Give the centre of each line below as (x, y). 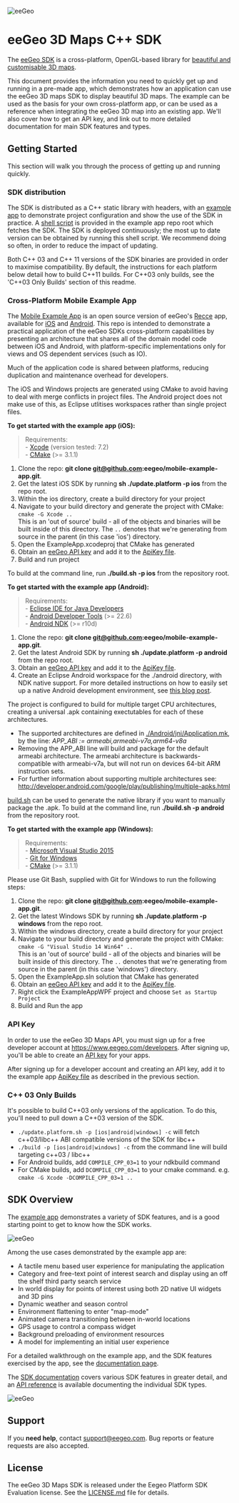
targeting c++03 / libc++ (54, 1154)
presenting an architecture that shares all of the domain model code (107, 339)
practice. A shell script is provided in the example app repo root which (111, 223)
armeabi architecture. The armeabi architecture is (91, 756)
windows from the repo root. (60, 924)
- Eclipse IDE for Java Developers (74, 608)
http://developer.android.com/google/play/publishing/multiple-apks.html (124, 786)
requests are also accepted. (49, 1445)
